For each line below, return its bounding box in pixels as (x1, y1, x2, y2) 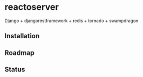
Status (4, 65, 26, 74)
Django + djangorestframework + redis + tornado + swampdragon (4, 18, 139, 24)
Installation (4, 32, 40, 40)
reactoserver (4, 1, 59, 13)
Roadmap (4, 49, 35, 57)
